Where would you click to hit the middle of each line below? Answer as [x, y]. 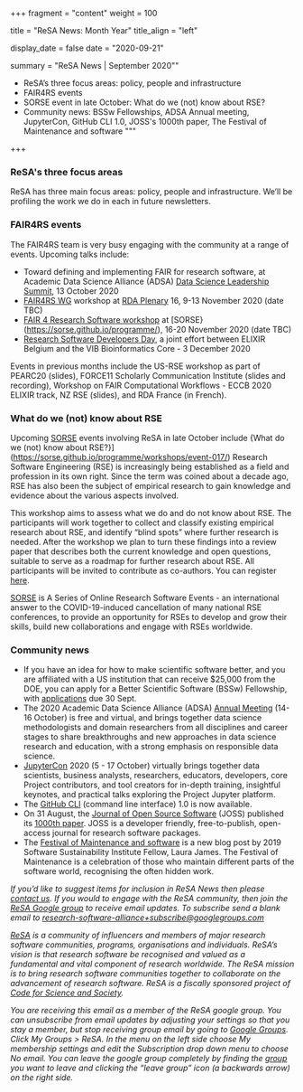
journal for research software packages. [126, 833]
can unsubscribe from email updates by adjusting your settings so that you [150, 1020]
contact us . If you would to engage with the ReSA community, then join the [149, 899]
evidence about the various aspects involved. [95, 495]
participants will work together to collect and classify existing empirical [142, 522]
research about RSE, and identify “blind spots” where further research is [144, 532]
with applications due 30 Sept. [80, 699]
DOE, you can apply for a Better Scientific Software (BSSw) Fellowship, [155, 689]
